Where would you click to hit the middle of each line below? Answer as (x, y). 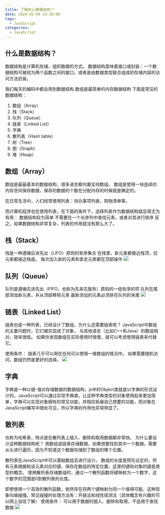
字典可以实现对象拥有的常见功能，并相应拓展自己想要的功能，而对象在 (84, 401)
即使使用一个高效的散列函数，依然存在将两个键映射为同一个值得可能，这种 (80, 489)
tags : (11, 19)
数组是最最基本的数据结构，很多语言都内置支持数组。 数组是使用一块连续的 (81, 184)
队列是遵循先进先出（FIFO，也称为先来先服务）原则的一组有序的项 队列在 (79, 289)
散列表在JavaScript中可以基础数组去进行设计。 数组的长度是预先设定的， (79, 460)
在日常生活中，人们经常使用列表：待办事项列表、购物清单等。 (68, 201)
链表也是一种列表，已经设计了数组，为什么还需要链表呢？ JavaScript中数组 (81, 325)
